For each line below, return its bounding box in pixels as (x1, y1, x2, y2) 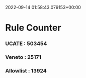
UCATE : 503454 (5, 40, 47, 47)
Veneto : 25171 (5, 54, 42, 61)
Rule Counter (5, 22, 61, 33)
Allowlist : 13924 (5, 67, 47, 74)
